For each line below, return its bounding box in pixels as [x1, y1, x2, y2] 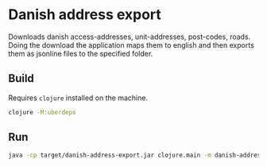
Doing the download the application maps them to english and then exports [8, 40, 254, 49]
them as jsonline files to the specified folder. [8, 49, 153, 58]
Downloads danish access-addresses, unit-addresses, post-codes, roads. [8, 32, 251, 41]
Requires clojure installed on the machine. [8, 93, 149, 103]
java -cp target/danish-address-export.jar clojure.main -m [8, 151, 212, 160]
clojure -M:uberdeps [8, 108, 77, 116]
